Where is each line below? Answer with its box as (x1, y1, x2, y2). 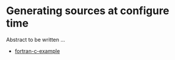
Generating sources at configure (6, 4, 170, 18)
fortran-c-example (14, 47, 60, 54)
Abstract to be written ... (6, 36, 66, 43)
